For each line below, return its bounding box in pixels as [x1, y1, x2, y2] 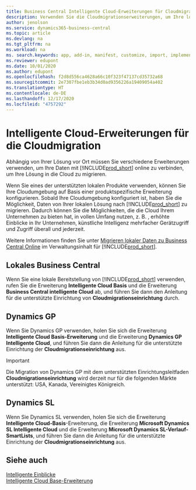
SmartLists [6, 432, 33, 439]
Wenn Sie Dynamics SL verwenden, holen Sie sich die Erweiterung [6, 413, 166, 420]
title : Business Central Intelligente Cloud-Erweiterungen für [6, 8, 163, 15]
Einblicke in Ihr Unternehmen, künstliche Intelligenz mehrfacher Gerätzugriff [6, 219, 189, 226]
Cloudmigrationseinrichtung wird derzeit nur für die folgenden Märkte [6, 375, 177, 382]
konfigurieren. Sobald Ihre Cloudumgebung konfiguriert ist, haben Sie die [6, 195, 183, 202]
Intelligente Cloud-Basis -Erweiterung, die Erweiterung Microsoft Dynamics [6, 420, 190, 427]
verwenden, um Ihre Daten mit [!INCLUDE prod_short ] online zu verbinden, [6, 165, 184, 172]
